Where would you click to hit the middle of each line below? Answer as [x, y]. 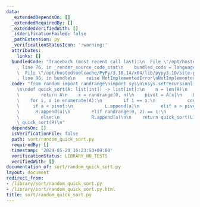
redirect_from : [25, 178]
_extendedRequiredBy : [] [42, 23]
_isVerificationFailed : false [49, 34]
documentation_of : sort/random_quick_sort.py [63, 167]
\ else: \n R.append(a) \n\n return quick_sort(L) [106, 117]
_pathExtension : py [36, 39]
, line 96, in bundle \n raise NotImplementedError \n [88, 78]
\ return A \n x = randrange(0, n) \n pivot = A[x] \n [100, 95]
